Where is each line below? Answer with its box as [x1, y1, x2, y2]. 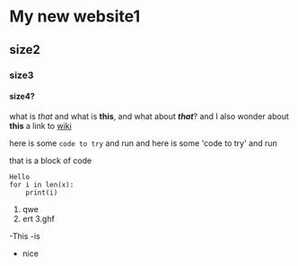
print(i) [25, 188, 58, 197]
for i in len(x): [9, 180, 74, 189]
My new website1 [9, 6, 141, 27]
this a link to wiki [9, 120, 72, 131]
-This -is [9, 230, 40, 241]
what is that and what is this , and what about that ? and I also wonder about [9, 110, 289, 122]
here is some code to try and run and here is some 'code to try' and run [9, 137, 277, 149]
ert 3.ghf [22, 213, 56, 224]
